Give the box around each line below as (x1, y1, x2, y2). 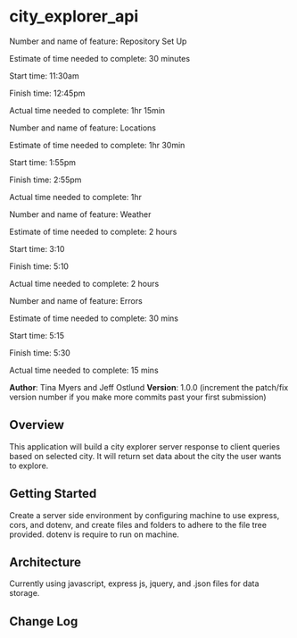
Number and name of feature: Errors (9, 295, 143, 306)
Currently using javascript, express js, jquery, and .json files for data (9, 578, 260, 589)
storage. (9, 588, 40, 599)
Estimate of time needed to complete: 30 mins (9, 313, 178, 323)
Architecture (9, 554, 82, 569)
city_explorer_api (9, 6, 139, 27)
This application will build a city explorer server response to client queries (9, 441, 281, 452)
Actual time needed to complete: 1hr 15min (9, 105, 166, 115)
